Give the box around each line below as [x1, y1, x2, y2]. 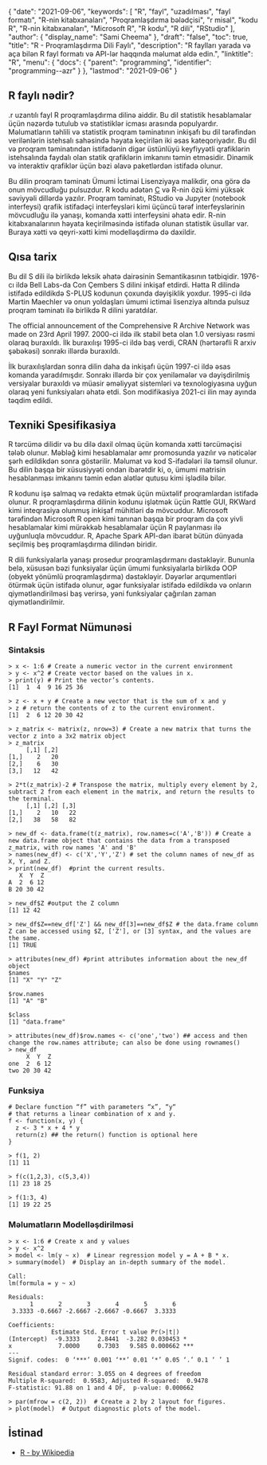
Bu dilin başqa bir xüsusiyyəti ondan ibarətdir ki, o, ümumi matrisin [8, 465, 226, 475]
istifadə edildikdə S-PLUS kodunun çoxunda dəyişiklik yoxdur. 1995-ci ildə [8, 288, 251, 298]
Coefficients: [8, 1321, 56, 1329]
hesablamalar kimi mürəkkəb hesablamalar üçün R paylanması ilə [8, 523, 222, 532]
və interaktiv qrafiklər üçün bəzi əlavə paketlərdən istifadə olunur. [8, 161, 223, 170]
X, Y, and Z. [8, 858, 52, 866]
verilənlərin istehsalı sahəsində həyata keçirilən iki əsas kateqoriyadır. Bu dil [8, 135, 257, 145]
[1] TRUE [8, 942, 37, 950]
